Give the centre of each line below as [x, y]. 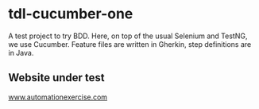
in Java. [21, 53]
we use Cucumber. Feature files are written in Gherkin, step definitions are [130, 44]
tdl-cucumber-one [71, 14]
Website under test [56, 78]
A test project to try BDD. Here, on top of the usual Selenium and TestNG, [128, 36]
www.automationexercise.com [58, 97]
